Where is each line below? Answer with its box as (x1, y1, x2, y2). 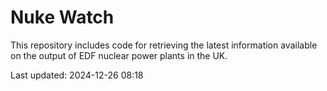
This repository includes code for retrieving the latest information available (10, 39, 318, 51)
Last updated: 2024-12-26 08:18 (10, 69, 144, 81)
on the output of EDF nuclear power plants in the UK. (10, 49, 228, 61)
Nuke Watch (10, 6, 115, 29)
